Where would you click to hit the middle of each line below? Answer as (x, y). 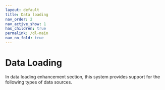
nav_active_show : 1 (26, 24)
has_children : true (26, 29)
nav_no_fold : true (24, 38)
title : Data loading (27, 15)
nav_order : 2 (19, 19)
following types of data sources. (39, 82)
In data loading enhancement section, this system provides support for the (83, 76)
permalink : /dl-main (27, 33)
